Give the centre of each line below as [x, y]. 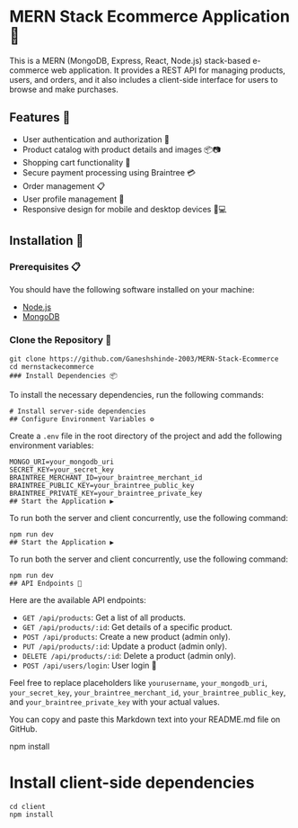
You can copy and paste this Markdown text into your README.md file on [145, 719]
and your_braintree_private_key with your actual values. [114, 702]
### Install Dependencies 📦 [64, 375]
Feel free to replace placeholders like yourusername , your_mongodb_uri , [138, 682]
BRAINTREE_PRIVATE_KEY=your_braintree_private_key [106, 493]
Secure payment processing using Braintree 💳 [109, 172]
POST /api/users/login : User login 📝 [89, 665]
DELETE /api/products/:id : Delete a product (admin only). [129, 655]
